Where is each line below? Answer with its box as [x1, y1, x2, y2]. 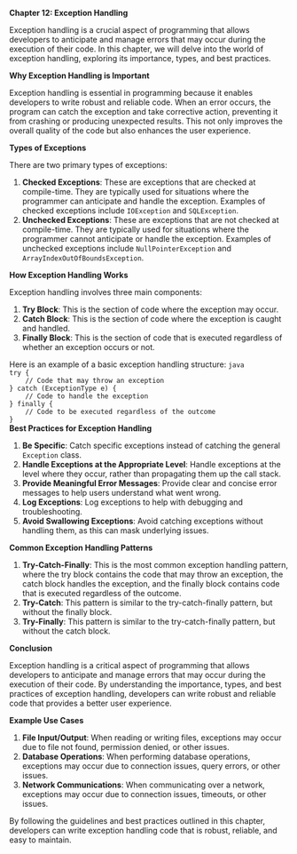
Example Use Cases [9, 715, 84, 725]
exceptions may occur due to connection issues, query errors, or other [21, 761, 281, 771]
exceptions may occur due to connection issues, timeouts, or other [21, 789, 267, 799]
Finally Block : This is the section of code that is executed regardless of [21, 332, 283, 343]
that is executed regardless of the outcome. [21, 588, 182, 598]
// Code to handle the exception [25, 392, 149, 401]
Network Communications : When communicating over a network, [21, 779, 266, 790]
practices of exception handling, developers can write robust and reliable [9, 689, 277, 698]
